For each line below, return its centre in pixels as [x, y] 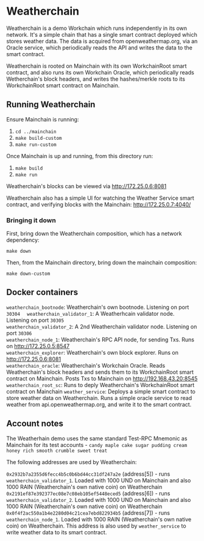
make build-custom [38, 138]
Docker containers [42, 292]
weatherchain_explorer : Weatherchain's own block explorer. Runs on [92, 352]
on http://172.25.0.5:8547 [38, 346]
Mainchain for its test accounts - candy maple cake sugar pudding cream [97, 445]
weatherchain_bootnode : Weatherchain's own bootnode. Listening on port [98, 307]
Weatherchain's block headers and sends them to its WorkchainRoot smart [100, 372]
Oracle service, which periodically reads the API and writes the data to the [100, 48]
